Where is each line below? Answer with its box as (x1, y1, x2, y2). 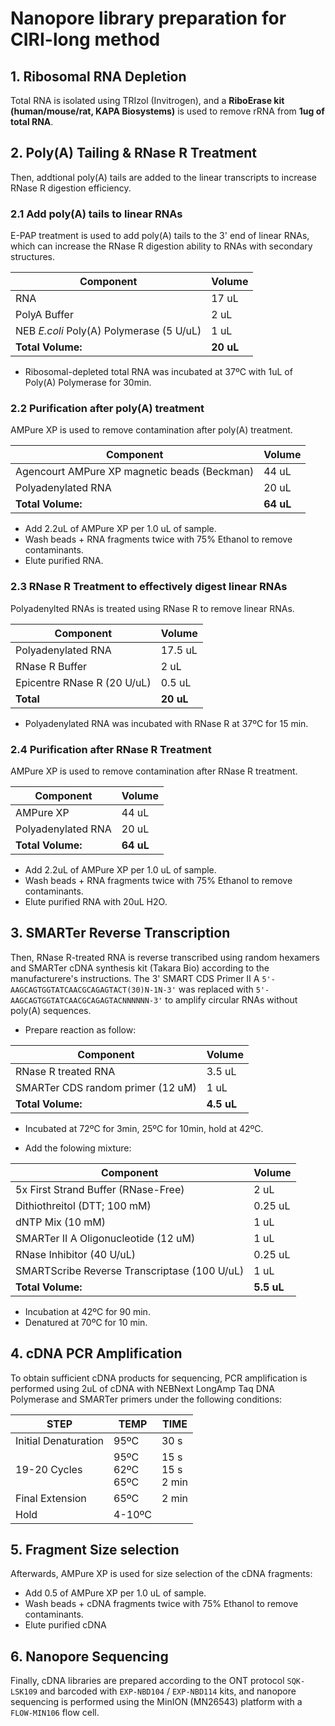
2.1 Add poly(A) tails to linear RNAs (10, 207, 183, 221)
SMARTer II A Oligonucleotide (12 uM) (15, 1231, 196, 1245)
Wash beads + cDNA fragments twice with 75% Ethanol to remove (24, 1598, 299, 1610)
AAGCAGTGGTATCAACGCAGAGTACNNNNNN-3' (10, 995, 163, 1006)
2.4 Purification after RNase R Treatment (10, 742, 212, 756)
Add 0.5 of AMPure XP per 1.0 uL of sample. (24, 1587, 207, 1599)
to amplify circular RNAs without (164, 993, 298, 1006)
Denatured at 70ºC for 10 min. (24, 1316, 148, 1328)
